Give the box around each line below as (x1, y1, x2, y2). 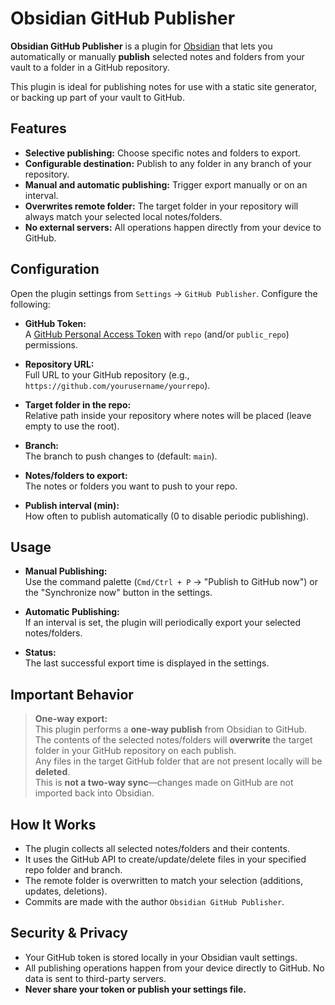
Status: (24, 647, 57, 659)
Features (10, 120, 67, 137)
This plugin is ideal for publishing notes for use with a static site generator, (10, 80, 317, 92)
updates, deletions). (24, 885, 108, 897)
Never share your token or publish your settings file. (24, 983, 247, 995)
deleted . (34, 766, 71, 778)
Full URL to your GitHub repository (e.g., (24, 368, 190, 381)
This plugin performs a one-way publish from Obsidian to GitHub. (34, 723, 308, 736)
